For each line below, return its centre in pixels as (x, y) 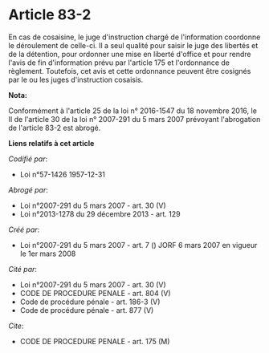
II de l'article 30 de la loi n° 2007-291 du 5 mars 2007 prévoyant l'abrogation (134, 119)
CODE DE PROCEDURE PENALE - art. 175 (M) (95, 341)
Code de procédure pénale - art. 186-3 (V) (90, 302)
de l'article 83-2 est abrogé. (55, 128)
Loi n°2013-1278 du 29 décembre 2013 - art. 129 (100, 213)
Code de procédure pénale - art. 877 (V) (87, 310)
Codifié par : (28, 159)
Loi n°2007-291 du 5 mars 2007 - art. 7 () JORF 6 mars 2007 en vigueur (139, 245)
